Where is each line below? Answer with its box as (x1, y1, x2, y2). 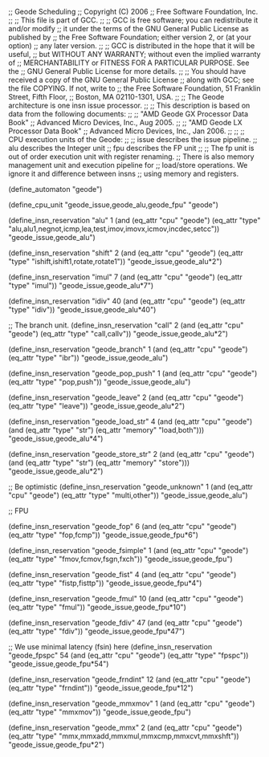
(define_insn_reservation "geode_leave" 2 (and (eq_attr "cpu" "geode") (8, 393, 244, 402)
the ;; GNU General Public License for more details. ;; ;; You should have (8, 67, 247, 75)
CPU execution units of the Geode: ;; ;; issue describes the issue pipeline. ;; (8, 135, 258, 144)
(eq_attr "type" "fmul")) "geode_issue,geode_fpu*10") (8, 602, 186, 612)
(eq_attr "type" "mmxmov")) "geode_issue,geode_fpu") (8, 707, 191, 717)
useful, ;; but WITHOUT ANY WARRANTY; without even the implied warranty (8, 50, 261, 59)
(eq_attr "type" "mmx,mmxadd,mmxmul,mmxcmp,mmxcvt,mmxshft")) (8, 731, 239, 741)
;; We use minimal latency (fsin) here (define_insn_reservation (8, 642, 213, 651)
